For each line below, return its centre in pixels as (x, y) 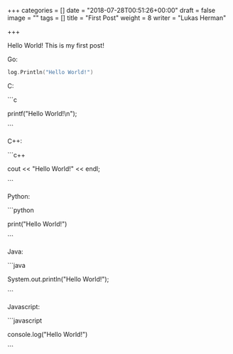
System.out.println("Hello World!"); (58, 279)
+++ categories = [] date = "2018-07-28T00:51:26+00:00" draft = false (111, 10)
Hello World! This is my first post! (56, 45)
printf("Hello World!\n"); (42, 113)
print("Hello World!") (37, 224)
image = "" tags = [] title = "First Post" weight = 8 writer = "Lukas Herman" (117, 18)
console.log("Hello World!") (48, 334)
